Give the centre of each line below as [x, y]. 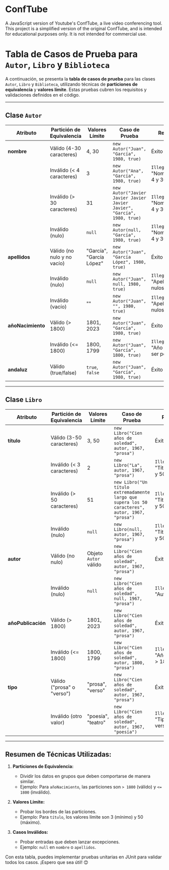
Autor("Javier [130, 193]
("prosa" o [63, 687]
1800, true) [127, 355]
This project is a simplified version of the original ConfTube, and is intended [84, 28]
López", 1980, [130, 262]
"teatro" [97, 722]
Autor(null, [127, 230]
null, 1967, [128, 598]
